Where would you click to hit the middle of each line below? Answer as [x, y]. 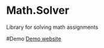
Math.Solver [38, 10]
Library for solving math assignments [52, 27]
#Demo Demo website [34, 38]
